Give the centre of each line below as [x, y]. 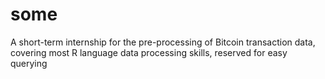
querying [29, 63]
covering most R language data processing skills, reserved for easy [149, 52]
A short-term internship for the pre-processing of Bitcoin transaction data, [163, 42]
